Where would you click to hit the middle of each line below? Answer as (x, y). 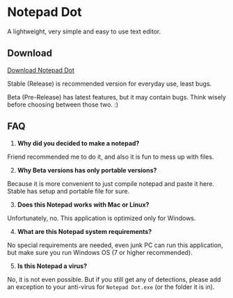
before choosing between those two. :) (63, 104)
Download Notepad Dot (41, 70)
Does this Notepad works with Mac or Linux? (83, 204)
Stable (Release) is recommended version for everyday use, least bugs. (110, 84)
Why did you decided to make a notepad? (78, 143)
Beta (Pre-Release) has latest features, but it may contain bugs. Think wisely (116, 97)
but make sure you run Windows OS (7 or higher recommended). (100, 252)
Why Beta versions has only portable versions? (87, 170)
